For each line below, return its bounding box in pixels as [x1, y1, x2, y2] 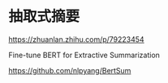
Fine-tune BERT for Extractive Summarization [8, 50, 161, 60]
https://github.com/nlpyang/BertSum [8, 65, 131, 75]
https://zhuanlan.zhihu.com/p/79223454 [8, 34, 144, 44]
